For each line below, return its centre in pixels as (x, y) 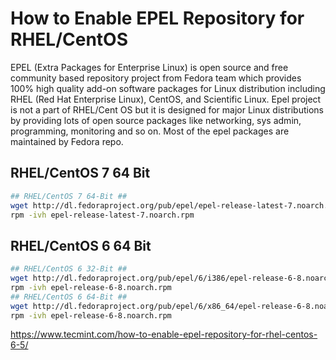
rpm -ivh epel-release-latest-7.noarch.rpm (102, 215)
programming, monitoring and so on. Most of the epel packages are (150, 131)
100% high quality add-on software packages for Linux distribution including (168, 88)
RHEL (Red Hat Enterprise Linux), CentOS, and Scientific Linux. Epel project (166, 99)
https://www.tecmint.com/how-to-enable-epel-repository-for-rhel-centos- (164, 334)
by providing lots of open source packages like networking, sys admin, (156, 120)
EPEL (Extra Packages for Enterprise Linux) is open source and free (149, 67)
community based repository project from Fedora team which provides (156, 78)
